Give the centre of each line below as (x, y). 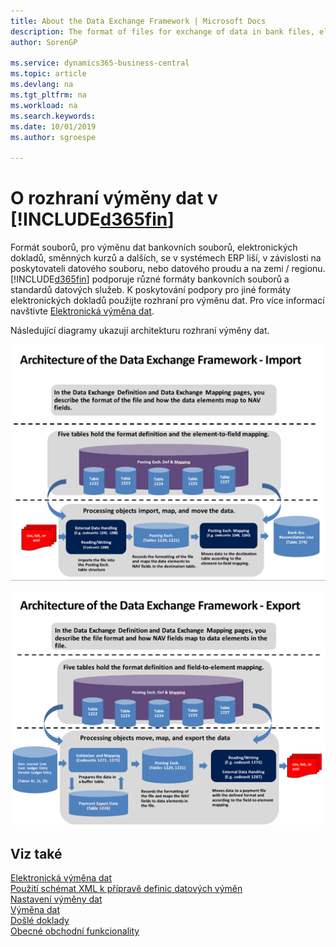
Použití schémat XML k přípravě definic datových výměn (126, 888)
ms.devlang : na (42, 85)
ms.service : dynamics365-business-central (100, 63)
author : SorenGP (44, 42)
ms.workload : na (44, 105)
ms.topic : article (48, 74)
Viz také (36, 853)
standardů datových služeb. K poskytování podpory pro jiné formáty (151, 290)
